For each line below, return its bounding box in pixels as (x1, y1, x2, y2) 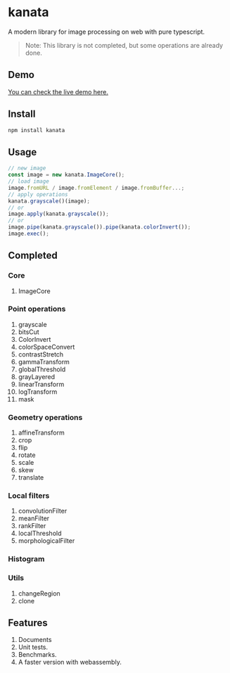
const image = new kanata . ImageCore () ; (8, 172, 125, 179)
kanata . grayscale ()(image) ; (8, 198, 91, 205)
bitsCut (18, 328, 39, 336)
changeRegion (18, 589, 60, 598)
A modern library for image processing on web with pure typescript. (8, 27, 205, 36)
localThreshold (18, 529, 62, 538)
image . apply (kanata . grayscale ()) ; (8, 210, 110, 218)
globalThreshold (18, 365, 66, 373)
